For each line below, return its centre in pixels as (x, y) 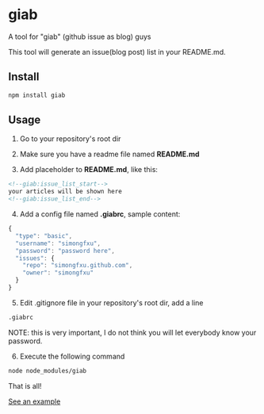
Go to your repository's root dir (70, 139)
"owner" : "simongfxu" (58, 273)
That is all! (25, 385)
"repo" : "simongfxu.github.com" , (78, 266)
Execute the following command (72, 356)
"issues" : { (35, 258)
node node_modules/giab (48, 370)
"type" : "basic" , (44, 236)
